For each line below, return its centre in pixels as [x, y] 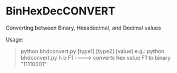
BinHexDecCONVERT [61, 11]
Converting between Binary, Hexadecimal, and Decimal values [83, 28]
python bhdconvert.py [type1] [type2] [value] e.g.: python [92, 51]
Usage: [15, 39]
